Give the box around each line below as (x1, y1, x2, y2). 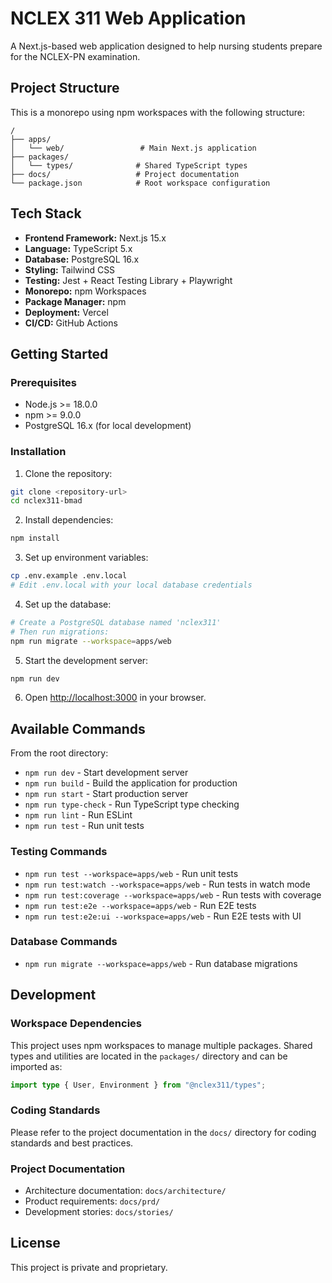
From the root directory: (10, 747, 109, 759)
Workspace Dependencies (10, 1017, 142, 1031)
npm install (10, 533, 60, 544)
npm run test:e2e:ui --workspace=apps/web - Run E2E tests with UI (24, 910, 302, 922)
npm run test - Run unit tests (24, 820, 145, 832)
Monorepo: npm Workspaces (24, 285, 147, 297)
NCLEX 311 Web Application (10, 7, 247, 30)
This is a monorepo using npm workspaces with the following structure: (10, 106, 306, 118)
